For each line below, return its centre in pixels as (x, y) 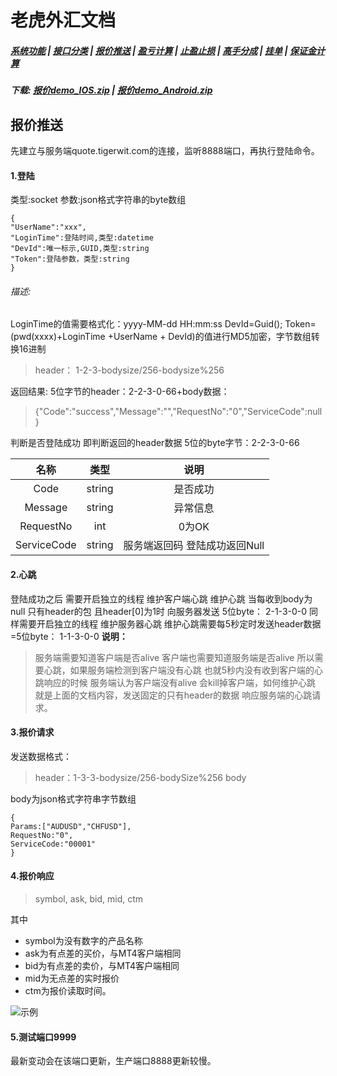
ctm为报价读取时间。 (68, 990)
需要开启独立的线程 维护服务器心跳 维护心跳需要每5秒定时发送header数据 (170, 623)
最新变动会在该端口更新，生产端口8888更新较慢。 (113, 1061)
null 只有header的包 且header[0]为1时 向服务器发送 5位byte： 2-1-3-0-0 (159, 611)
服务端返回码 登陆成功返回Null (194, 546)
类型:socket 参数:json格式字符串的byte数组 (98, 200)
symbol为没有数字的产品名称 (83, 940)
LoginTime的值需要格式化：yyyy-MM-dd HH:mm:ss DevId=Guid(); (146, 324)
